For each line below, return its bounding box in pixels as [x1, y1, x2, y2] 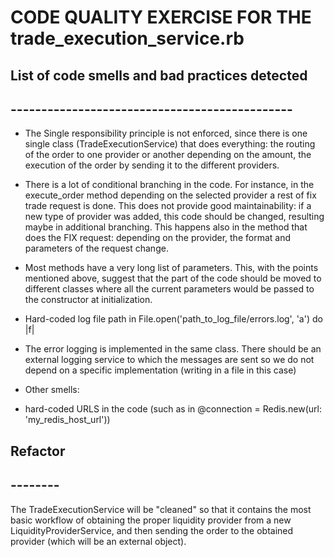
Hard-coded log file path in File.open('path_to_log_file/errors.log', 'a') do [24, 313, 323, 325]
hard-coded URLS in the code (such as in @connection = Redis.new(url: [24, 403, 322, 415]
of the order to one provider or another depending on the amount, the [24, 149, 312, 161]
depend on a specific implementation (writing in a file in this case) [24, 364, 297, 376]
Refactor [10, 442, 66, 460]
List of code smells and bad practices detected [10, 67, 308, 84]
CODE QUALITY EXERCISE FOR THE [10, 6, 312, 29]
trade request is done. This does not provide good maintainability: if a [24, 200, 312, 212]
